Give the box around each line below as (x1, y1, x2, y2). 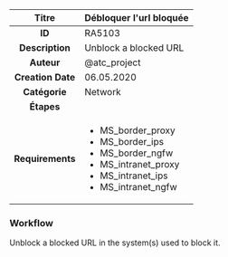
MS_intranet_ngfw (99, 181, 178, 193)
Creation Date (14, 71, 75, 83)
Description (19, 42, 71, 53)
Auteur (29, 56, 61, 69)
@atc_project (84, 56, 141, 69)
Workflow (9, 216, 54, 229)
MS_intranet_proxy (99, 158, 180, 170)
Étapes (29, 100, 61, 112)
